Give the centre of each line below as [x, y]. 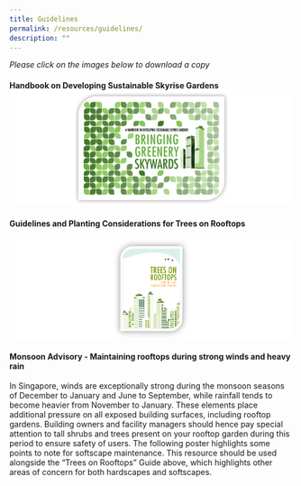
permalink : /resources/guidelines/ [76, 28]
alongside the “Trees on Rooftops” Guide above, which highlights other [141, 463]
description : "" [40, 38]
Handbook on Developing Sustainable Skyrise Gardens [114, 85]
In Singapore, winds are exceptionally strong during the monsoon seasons [147, 386]
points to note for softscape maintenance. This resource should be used [143, 453]
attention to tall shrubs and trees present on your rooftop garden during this [150, 434]
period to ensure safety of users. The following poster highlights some [140, 444]
